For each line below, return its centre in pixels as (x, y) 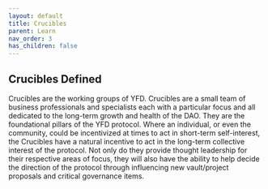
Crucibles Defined (55, 79)
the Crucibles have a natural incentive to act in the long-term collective (127, 141)
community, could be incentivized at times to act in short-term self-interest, (134, 133)
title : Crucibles (38, 24)
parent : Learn (32, 31)
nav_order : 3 (30, 39)
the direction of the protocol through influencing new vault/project (119, 167)
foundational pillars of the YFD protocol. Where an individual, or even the (130, 124)
